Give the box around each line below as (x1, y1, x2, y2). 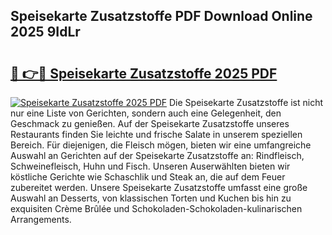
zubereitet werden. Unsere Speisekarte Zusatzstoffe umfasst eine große (10, 182, 308, 193)
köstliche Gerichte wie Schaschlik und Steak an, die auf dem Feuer (10, 171, 286, 183)
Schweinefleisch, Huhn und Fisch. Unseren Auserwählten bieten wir (10, 160, 291, 172)
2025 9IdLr (10, 24, 81, 41)
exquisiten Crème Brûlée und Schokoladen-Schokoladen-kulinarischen (10, 203, 303, 214)
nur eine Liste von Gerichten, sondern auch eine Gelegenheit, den (10, 107, 282, 119)
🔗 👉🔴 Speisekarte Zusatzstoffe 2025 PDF (10, 65, 278, 82)
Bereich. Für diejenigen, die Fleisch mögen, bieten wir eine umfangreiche (10, 139, 312, 151)
